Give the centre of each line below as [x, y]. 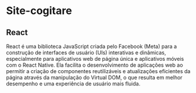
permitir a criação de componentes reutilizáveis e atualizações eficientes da [98, 71]
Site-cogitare [39, 11]
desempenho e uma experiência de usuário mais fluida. [73, 84]
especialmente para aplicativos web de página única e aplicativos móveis [95, 59]
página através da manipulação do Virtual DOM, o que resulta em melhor [94, 77]
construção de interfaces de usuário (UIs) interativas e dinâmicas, [86, 53]
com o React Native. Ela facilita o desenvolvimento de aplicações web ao [95, 65]
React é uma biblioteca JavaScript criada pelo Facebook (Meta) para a [92, 46]
